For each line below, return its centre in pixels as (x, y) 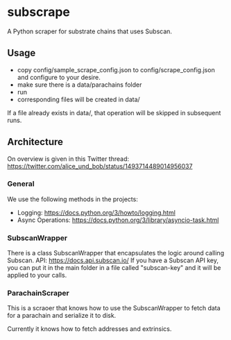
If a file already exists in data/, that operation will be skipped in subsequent (114, 112)
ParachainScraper (38, 294)
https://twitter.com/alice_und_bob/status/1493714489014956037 (100, 166)
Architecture (35, 142)
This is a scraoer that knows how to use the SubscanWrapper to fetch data (114, 308)
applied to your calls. (37, 275)
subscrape (39, 12)
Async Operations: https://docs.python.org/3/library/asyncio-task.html (118, 220)
